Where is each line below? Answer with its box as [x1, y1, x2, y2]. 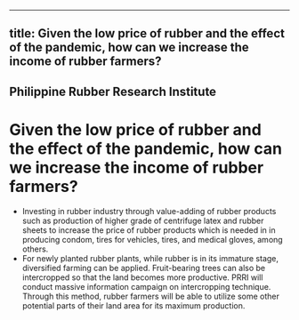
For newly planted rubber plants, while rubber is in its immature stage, [21, 252, 279, 263]
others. [21, 244, 49, 254]
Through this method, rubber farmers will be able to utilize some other [21, 291, 280, 301]
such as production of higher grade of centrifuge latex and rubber [21, 215, 264, 226]
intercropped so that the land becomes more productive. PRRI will [21, 272, 263, 283]
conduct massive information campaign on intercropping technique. [21, 281, 271, 292]
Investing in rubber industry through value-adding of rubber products [21, 205, 277, 216]
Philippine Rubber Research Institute [9, 84, 216, 99]
